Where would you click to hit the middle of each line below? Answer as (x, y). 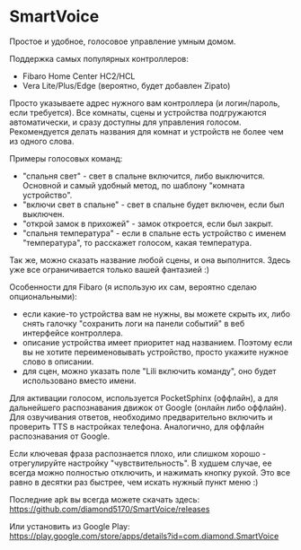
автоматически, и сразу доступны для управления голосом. (125, 122)
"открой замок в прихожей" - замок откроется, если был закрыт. (148, 223)
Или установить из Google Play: (70, 526)
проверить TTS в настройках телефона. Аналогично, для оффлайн (137, 426)
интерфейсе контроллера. (72, 333)
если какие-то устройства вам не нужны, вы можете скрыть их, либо (156, 314)
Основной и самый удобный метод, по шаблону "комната (133, 185)
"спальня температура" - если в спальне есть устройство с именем (154, 233)
